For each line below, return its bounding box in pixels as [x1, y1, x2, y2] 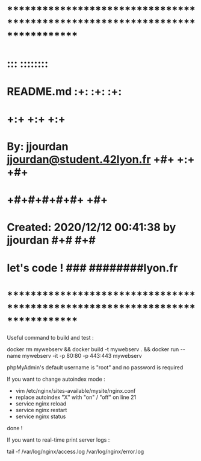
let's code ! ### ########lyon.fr [7, 261, 178, 275]
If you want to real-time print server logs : [7, 436, 110, 444]
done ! [7, 425, 23, 432]
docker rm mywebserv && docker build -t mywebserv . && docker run [7, 346, 179, 353]
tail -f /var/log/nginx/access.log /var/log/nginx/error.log [7, 448, 144, 456]
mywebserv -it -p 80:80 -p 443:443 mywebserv [22, 352, 142, 360]
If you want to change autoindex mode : [7, 375, 106, 383]
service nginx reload [15, 400, 67, 407]
